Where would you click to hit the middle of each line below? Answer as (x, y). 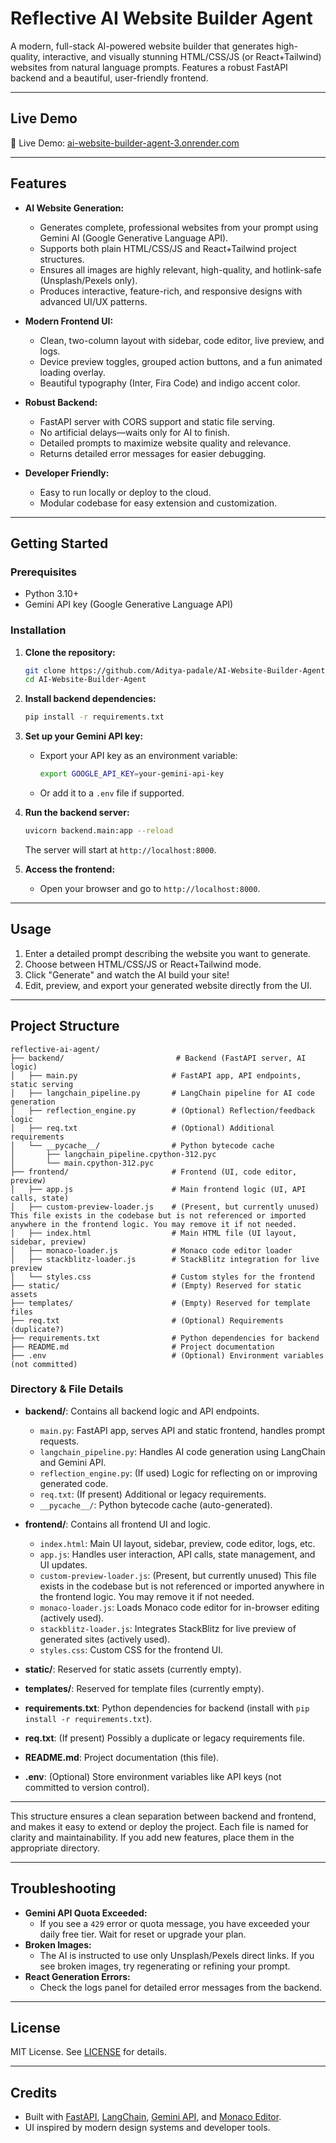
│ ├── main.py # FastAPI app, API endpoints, (156, 1075)
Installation (38, 630)
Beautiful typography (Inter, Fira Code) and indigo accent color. (170, 383)
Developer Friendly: (67, 473)
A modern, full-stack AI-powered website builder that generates (142, 46)
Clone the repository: (70, 652)
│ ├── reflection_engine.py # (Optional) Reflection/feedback (162, 1110)
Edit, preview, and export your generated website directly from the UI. (168, 985)
